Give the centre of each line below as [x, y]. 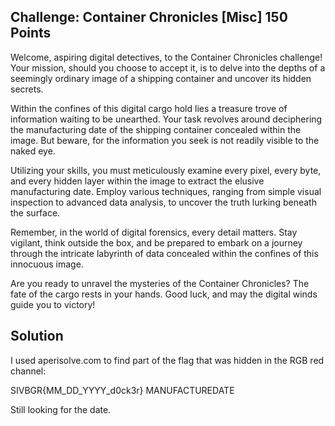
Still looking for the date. [61, 409]
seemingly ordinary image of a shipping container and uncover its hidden [161, 78]
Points [31, 33]
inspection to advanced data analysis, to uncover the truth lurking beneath [163, 202]
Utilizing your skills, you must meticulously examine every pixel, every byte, [166, 170]
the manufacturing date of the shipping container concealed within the [156, 129]
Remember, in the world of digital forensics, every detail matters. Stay [154, 232]
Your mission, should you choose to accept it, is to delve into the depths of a [168, 67]
